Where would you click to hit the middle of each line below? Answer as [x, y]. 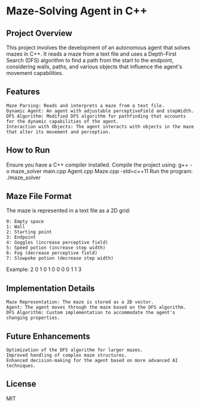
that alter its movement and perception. [59, 132]
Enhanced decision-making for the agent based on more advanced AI [92, 361]
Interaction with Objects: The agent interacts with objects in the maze [100, 126]
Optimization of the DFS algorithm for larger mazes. [75, 350]
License [21, 384]
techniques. [21, 366]
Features [23, 92]
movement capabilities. [35, 73]
